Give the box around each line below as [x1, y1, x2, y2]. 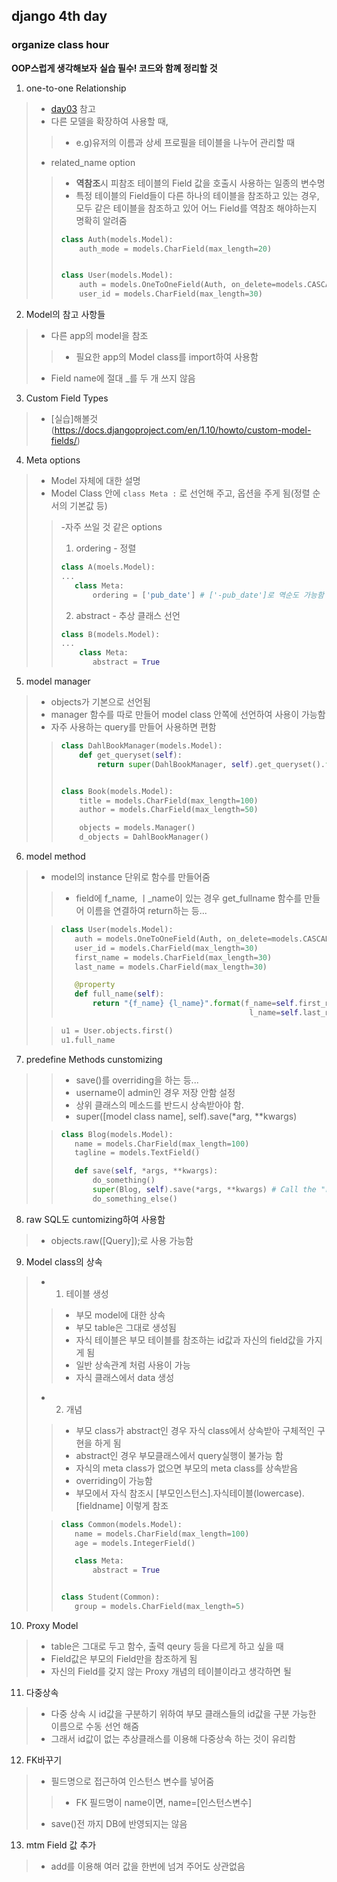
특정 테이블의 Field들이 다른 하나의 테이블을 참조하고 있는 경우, [75, 189, 320, 201]
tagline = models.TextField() [74, 1148, 201, 1158]
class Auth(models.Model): [60, 234, 174, 244]
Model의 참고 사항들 [25, 309, 106, 321]
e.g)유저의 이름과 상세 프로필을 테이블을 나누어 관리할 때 [75, 136, 296, 148]
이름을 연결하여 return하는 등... [86, 905, 208, 917]
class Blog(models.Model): [60, 1129, 174, 1139]
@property [74, 980, 116, 990]
